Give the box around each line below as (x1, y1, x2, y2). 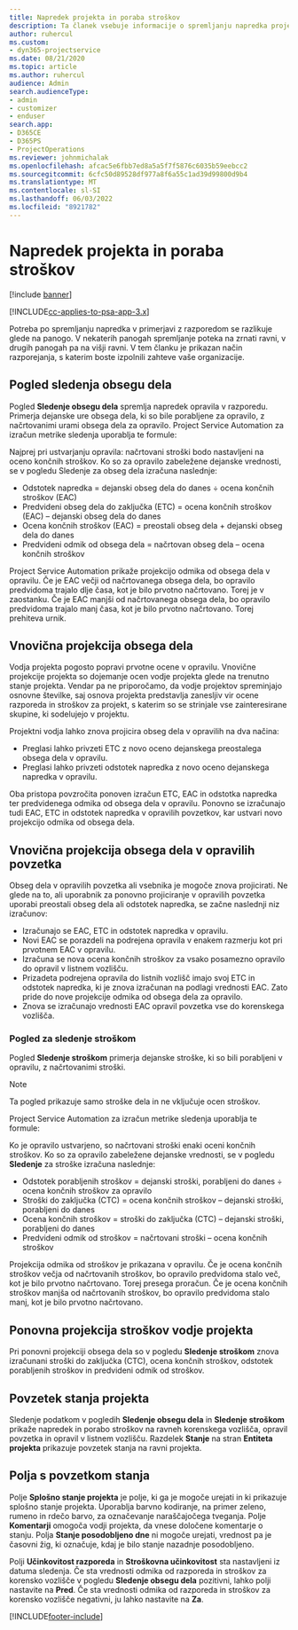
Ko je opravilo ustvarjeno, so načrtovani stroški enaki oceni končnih (9, 1140, 255, 1151)
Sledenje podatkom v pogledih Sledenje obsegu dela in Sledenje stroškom (9, 1414, 286, 1425)
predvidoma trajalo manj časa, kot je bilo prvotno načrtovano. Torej (9, 603, 255, 614)
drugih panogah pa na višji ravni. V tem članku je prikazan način (9, 342, 243, 353)
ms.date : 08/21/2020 (9, 54, 86, 63)
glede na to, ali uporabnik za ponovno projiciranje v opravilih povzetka (9, 889, 266, 900)
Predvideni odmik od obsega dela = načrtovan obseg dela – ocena (21, 538, 264, 550)
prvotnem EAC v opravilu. (21, 944, 116, 955)
